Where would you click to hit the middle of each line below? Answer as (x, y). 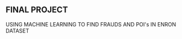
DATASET (17, 31)
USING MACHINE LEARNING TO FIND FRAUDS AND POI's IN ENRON (91, 24)
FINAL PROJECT (37, 10)
